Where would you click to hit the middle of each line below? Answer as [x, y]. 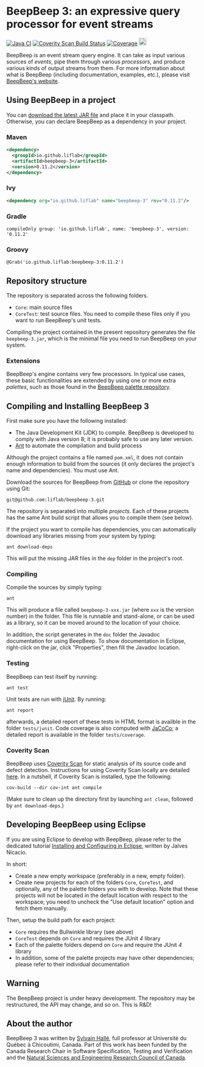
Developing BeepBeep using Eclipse [76, 825]
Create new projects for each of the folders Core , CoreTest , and [94, 882]
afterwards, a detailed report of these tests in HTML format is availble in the [101, 721]
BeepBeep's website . [33, 81]
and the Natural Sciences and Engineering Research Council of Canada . [97, 1058]
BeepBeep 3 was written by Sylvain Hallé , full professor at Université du [97, 1038]
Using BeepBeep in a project [61, 100]
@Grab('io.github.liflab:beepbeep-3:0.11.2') [65, 262]
